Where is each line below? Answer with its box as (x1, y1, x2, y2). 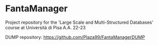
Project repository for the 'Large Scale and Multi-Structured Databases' (5, 19, 153, 25)
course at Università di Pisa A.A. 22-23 (5, 24, 86, 30)
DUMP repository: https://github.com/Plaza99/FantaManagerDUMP (5, 34, 145, 40)
